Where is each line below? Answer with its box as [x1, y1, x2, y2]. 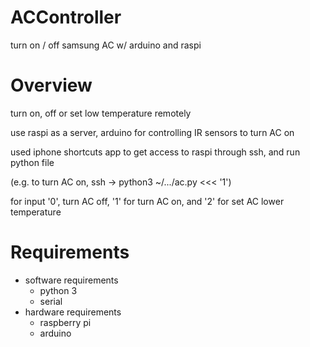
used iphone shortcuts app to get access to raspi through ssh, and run [10, 146, 301, 158]
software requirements [24, 274, 119, 286]
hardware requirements [24, 306, 122, 318]
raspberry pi [39, 316, 92, 328]
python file [10, 156, 55, 168]
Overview [10, 74, 93, 97]
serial [39, 295, 63, 307]
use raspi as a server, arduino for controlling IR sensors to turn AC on [10, 126, 295, 138]
